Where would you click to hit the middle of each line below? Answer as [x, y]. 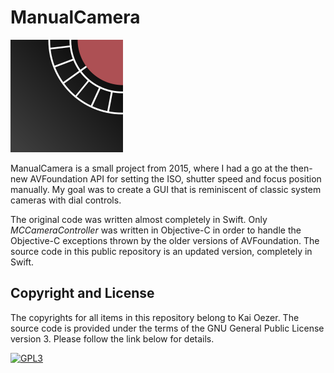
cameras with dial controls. [66, 200]
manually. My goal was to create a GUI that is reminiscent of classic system [166, 189]
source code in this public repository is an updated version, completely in [161, 251]
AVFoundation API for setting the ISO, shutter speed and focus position [175, 178]
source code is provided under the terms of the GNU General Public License [167, 328]
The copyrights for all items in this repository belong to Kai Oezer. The [155, 317]
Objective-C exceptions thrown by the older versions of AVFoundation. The [165, 240]
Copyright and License [82, 293]
